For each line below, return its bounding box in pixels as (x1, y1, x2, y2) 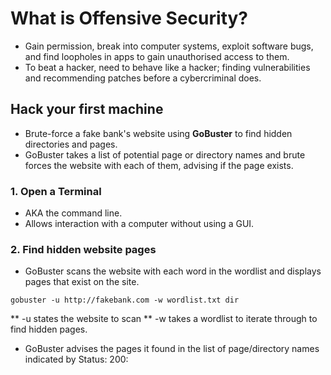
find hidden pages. (10, 323, 88, 336)
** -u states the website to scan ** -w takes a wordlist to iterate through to (10, 313, 318, 325)
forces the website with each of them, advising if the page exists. (24, 159, 294, 171)
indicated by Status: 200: (24, 353, 129, 366)
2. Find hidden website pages (10, 242, 157, 256)
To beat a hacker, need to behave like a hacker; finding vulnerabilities (24, 61, 311, 73)
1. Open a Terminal (10, 184, 102, 198)
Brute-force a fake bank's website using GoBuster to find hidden (24, 127, 293, 139)
